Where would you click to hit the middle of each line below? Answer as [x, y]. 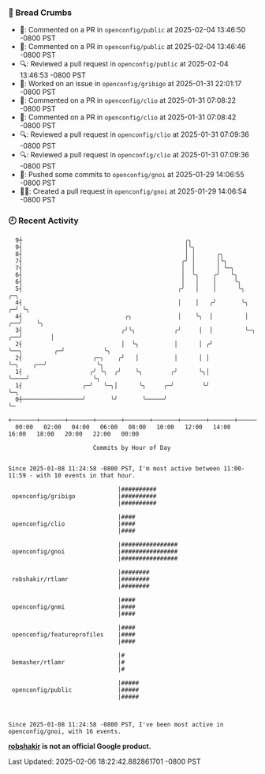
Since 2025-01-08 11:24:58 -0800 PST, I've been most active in [116, 724]
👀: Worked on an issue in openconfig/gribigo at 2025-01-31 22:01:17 [131, 84]
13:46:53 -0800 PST [53, 75]
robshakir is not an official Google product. [80, 746]
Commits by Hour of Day [132, 447]
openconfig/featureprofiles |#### [73, 634]
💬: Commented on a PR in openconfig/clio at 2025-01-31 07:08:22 [128, 100]
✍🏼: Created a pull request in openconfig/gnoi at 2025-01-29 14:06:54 [133, 191]
